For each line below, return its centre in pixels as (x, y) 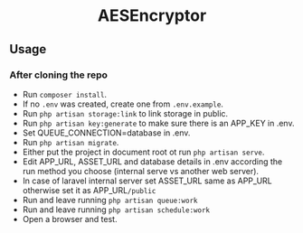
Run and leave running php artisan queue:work (110, 200)
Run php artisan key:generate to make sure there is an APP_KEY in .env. (158, 123)
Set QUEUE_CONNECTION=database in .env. (106, 133)
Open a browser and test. (70, 219)
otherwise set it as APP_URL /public (89, 190)
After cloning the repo (59, 75)
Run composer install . (64, 94)
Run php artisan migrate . (71, 142)
